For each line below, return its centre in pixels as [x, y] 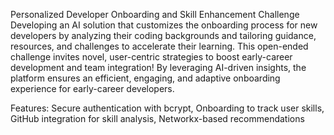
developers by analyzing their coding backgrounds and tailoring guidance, [163, 35]
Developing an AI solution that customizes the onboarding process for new [164, 25]
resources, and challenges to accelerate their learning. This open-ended [159, 46]
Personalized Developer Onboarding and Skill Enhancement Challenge [155, 14]
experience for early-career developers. [92, 88]
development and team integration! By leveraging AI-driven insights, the [158, 67]
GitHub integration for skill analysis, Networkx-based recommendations [157, 118]
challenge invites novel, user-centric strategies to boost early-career [151, 57]
